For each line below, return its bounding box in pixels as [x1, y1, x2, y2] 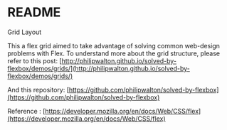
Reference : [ [7, 107, 46, 115]
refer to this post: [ [7, 56, 62, 65]
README [7, 4, 61, 21]
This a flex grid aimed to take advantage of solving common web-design [7, 41, 221, 50]
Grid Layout [7, 28, 42, 36]
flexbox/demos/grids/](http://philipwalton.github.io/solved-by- [7, 64, 190, 72]
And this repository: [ [7, 85, 70, 94]
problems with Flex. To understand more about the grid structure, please [7, 49, 221, 58]
